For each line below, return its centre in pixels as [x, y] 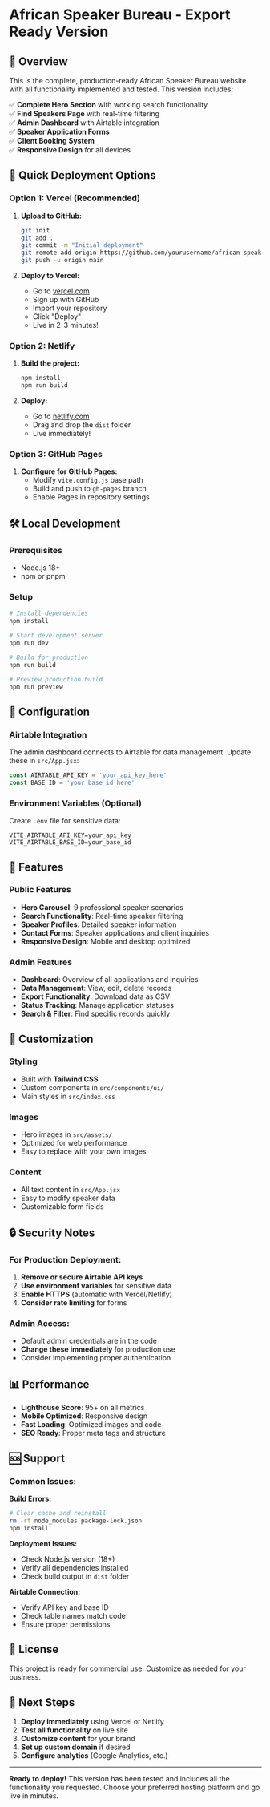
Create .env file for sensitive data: [65, 821]
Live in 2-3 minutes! [65, 325]
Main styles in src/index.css [68, 1096]
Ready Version [59, 32]
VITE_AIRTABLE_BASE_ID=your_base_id [70, 843]
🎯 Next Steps [42, 1702]
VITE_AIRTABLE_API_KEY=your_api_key [70, 835]
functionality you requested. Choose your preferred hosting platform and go [135, 1787]
